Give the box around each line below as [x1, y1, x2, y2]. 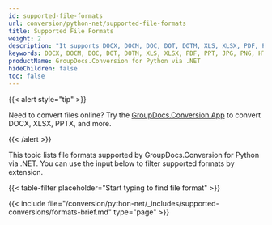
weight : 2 [8, 34, 42, 43]
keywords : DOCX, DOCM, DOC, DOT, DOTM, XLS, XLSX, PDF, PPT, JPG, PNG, [8, 49, 255, 57]
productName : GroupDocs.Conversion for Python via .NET [8, 57, 201, 66]
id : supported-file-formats [8, 11, 104, 20]
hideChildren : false [8, 65, 79, 73]
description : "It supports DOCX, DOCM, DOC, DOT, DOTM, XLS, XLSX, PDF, [8, 42, 259, 50]
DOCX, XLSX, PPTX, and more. [8, 118, 112, 128]
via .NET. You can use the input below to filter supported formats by [8, 159, 235, 168]
